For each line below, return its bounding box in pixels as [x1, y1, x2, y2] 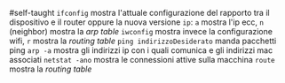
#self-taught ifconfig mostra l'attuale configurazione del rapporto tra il [9, 8, 270, 18]
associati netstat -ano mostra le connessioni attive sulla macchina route [9, 55, 275, 64]
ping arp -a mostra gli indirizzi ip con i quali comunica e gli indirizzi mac [9, 45, 273, 56]
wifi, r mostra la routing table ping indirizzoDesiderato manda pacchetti [9, 35, 277, 46]
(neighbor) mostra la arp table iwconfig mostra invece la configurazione [9, 26, 273, 36]
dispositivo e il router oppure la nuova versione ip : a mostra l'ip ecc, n [9, 17, 265, 27]
